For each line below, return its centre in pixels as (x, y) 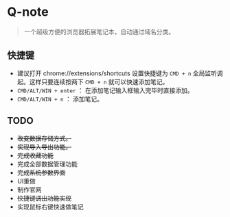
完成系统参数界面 (41, 173)
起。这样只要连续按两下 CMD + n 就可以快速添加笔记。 (93, 81)
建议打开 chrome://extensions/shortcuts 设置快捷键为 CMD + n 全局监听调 (120, 73)
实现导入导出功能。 (44, 146)
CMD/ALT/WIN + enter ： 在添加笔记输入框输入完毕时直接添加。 (105, 90)
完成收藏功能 (35, 155)
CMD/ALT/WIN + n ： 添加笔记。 (60, 99)
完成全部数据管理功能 (47, 164)
